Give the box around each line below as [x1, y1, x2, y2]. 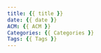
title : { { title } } [7, 10, 64, 17]
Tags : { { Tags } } [7, 36, 57, 43]
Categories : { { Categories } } [7, 29, 95, 36]
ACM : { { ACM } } [7, 23, 51, 30]
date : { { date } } [7, 17, 57, 23]
